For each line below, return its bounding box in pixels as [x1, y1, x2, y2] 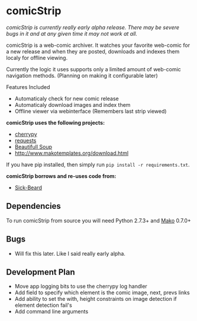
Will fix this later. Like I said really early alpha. [14, 250, 126, 257]
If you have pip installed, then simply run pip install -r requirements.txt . [6, 161, 190, 168]
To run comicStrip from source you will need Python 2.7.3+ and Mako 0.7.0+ [6, 217, 191, 224]
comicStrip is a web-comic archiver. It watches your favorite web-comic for [6, 42, 190, 49]
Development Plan [6, 267, 75, 277]
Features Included [6, 83, 50, 90]
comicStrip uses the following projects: [6, 119, 105, 126]
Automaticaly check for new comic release [14, 95, 120, 102]
